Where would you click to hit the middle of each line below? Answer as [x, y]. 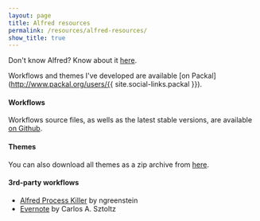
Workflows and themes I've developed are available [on [99, 76]
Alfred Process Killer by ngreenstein [79, 200]
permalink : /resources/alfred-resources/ [78, 30]
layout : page [30, 16]
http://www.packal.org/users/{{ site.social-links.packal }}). [107, 84]
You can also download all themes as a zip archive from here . [109, 165]
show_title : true [37, 38]
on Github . [25, 129]
